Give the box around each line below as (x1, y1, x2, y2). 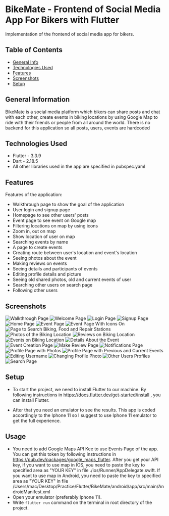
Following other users (12, 287, 58, 294)
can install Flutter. (12, 397, 49, 403)
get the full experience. (12, 417, 61, 424)
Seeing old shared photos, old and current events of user (12, 276, 132, 283)
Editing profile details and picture (12, 271, 82, 277)
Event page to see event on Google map (12, 217, 96, 223)
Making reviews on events (12, 260, 67, 266)
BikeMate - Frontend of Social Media (5, 4, 161, 15)
